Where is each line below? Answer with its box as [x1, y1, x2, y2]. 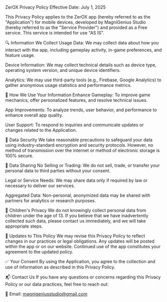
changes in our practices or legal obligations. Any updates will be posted [5, 238, 155, 244]
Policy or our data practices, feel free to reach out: [5, 282, 109, 287]
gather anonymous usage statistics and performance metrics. [5, 82, 132, 88]
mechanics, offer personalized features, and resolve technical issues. [5, 97, 148, 103]
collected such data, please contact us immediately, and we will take [5, 218, 146, 224]
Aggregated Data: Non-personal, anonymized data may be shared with [5, 192, 151, 198]
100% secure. [5, 153, 34, 159]
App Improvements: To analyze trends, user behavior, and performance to [5, 107, 157, 113]
